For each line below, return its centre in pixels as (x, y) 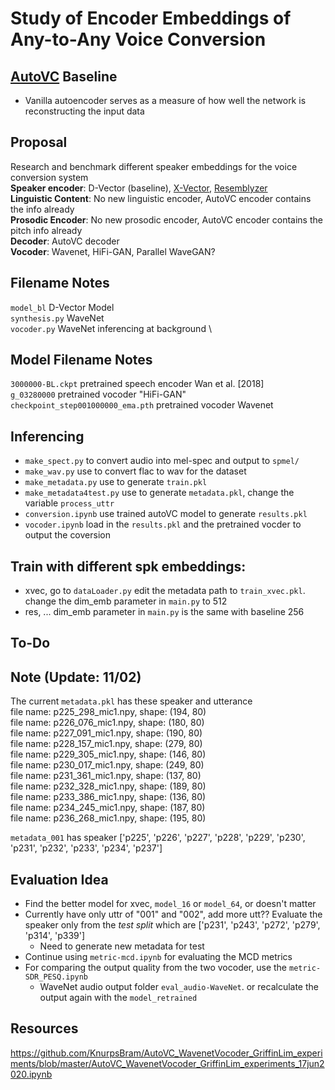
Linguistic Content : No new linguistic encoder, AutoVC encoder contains (161, 198)
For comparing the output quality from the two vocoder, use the (156, 968)
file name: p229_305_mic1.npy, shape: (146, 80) (108, 754)
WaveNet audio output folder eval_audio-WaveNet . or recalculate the (179, 987)
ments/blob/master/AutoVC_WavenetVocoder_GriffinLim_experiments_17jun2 (167, 1063)
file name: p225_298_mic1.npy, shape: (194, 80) (108, 712)
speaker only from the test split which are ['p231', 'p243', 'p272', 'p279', (172, 925)
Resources (44, 1028)
